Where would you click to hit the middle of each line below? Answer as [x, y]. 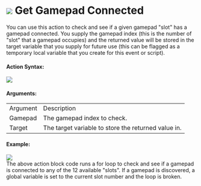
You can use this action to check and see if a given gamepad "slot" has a [97, 27]
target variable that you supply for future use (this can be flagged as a [93, 46]
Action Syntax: [25, 66]
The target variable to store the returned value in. [112, 128]
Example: [18, 144]
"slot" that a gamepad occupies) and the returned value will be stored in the [100, 40]
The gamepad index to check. [85, 118]
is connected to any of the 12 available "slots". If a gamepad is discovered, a [101, 170]
